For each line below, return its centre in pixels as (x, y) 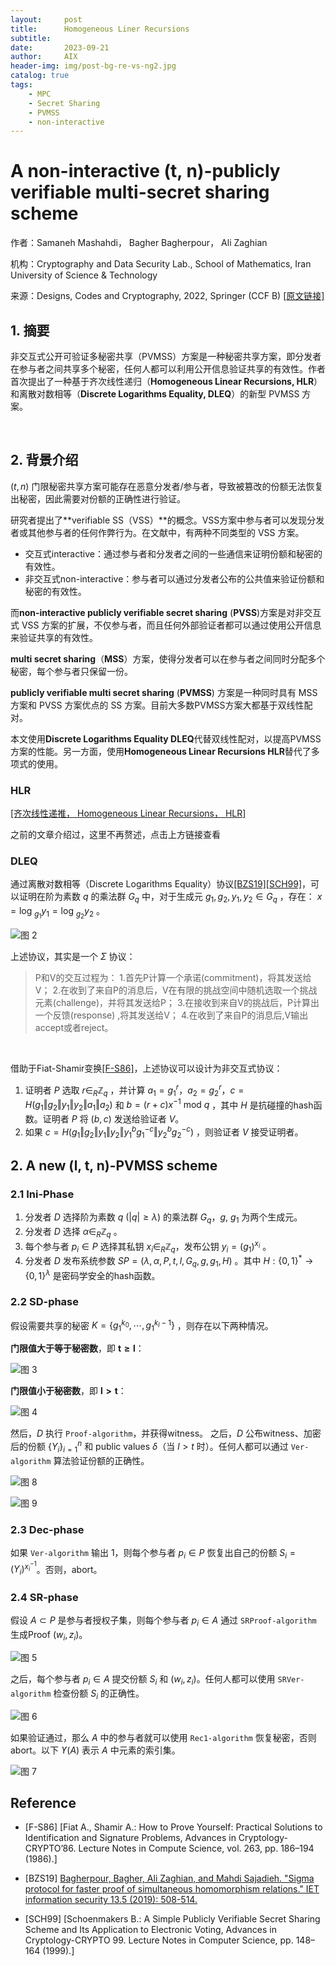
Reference (43, 1803)
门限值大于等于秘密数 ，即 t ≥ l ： (77, 1348)
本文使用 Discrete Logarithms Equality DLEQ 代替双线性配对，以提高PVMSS (166, 738)
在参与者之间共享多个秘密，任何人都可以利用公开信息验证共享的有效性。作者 (168, 369)
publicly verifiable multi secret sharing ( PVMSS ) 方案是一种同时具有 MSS (164, 692)
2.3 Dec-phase (47, 1529)
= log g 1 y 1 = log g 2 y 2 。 (57, 913)
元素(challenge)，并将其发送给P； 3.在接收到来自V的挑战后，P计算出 (177, 1003)
